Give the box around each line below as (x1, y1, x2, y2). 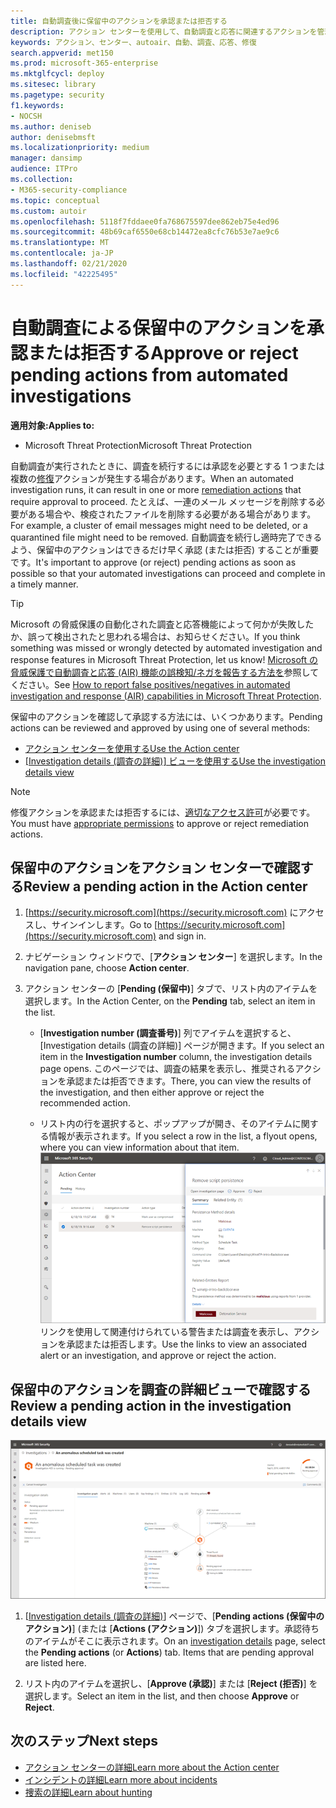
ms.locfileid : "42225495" (10, 269, 118, 279)
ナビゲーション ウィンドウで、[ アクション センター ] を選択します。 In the (24, 951, 323, 963)
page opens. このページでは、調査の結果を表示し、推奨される (39, 1063, 296, 1075)
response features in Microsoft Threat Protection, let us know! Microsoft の (10, 653, 319, 665)
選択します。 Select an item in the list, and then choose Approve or (24, 1690, 300, 1702)
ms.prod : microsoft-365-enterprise (10, 58, 159, 69)
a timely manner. (10, 578, 79, 590)
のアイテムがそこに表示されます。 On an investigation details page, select (24, 1635, 326, 1647)
